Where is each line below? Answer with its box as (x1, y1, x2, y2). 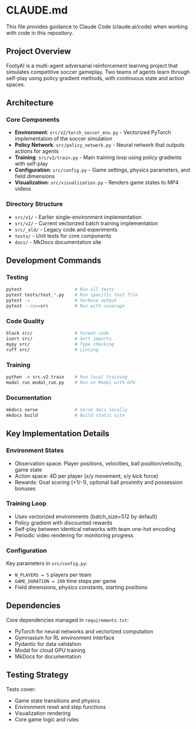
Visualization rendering (14, 710, 71, 717)
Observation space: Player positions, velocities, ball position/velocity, (14, 460, 183, 467)
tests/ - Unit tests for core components (14, 232, 112, 239)
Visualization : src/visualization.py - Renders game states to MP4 (14, 179, 179, 186)
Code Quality (6, 316, 45, 325)
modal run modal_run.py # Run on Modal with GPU (6, 380, 135, 385)
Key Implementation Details (6, 428, 110, 439)
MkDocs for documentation (14, 652, 81, 660)
